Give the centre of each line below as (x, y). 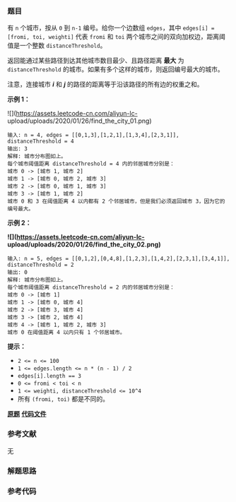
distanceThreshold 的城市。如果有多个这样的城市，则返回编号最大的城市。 (116, 69)
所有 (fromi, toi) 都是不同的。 (63, 399)
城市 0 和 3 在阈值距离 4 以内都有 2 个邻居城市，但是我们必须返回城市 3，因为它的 (116, 202)
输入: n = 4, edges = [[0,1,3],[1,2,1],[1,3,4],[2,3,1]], (93, 136)
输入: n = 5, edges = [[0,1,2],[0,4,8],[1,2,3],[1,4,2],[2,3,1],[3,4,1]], (119, 259)
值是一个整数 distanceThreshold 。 (57, 46)
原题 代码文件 (27, 414)
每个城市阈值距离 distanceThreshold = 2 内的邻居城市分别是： (91, 287)
